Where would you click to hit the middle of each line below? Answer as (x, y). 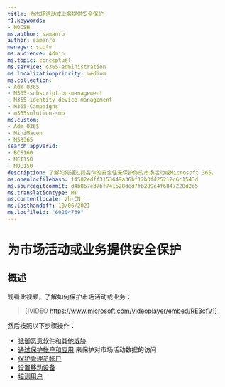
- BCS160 (20, 153)
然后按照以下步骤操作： (42, 325)
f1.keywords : (27, 21)
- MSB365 (20, 139)
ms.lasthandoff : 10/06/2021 (49, 206)
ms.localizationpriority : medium (57, 73)
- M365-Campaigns (33, 107)
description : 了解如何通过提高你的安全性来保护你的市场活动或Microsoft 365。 (112, 173)
